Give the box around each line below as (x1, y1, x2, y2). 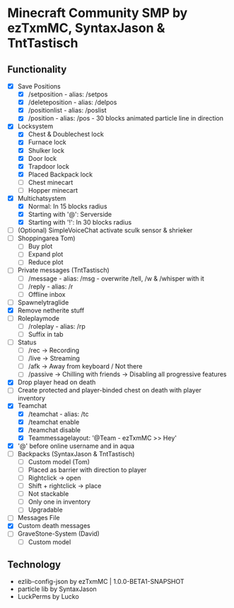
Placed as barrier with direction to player (28, 466, 147, 474)
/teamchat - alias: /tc (28, 410, 89, 418)
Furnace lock (28, 138, 66, 147)
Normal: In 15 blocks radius (28, 202, 107, 210)
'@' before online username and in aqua (17, 441, 135, 450)
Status (17, 338, 37, 347)
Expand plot (28, 250, 64, 259)
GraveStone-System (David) (17, 529, 100, 538)
